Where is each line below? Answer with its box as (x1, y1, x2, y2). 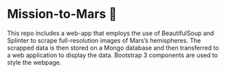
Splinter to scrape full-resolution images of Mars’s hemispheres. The (7, 36, 201, 44)
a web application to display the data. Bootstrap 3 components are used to (7, 51, 218, 59)
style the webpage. (7, 58, 62, 66)
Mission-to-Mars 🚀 (7, 6, 117, 22)
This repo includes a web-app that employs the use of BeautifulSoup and (7, 29, 214, 37)
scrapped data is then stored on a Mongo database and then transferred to (7, 43, 219, 52)
